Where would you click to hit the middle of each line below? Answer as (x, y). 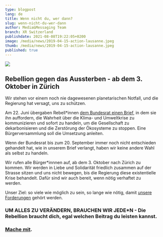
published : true (21, 50)
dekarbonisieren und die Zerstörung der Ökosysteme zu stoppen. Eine (75, 128)
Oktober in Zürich (32, 86)
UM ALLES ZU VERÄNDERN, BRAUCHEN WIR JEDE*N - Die (75, 210)
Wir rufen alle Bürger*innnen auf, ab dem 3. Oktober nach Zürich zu (73, 163)
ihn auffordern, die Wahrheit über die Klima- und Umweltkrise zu (70, 118)
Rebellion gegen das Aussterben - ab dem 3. (74, 79)
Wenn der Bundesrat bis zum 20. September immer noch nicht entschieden (81, 143)
